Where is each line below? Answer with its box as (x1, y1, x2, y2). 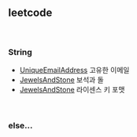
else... (8, 121, 33, 132)
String (8, 46, 33, 57)
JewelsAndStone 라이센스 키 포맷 (19, 85, 125, 95)
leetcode (8, 6, 53, 20)
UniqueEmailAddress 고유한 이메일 (19, 66, 130, 75)
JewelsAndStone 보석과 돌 (19, 75, 105, 85)
